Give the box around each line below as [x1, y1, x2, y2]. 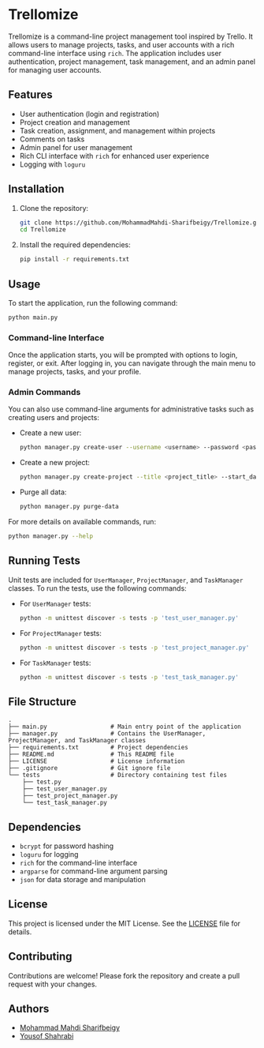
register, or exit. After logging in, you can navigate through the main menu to [8, 359, 256, 368]
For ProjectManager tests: [19, 628, 102, 637]
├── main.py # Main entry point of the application [8, 723, 242, 731]
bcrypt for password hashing [19, 841, 114, 851]
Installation [8, 182, 65, 196]
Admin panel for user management [19, 142, 132, 152]
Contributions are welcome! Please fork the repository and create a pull [8, 971, 240, 980]
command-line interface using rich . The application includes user [8, 48, 222, 58]
